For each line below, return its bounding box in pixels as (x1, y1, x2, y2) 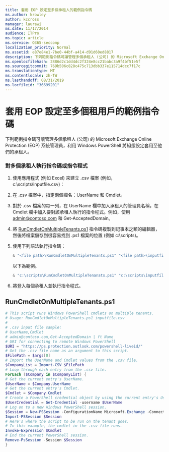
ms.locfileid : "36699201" (5, 82, 59, 87)
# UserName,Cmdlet (5, 329, 44, 334)
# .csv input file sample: (5, 325, 62, 330)
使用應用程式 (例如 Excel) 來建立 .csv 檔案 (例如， (12, 175, 116, 181)
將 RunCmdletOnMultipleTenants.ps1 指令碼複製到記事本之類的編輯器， (12, 225, 160, 232)
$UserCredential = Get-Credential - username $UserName (5, 400, 123, 405)
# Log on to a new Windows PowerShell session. (5, 405, 107, 410)
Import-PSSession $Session (5, 414, 62, 419)
